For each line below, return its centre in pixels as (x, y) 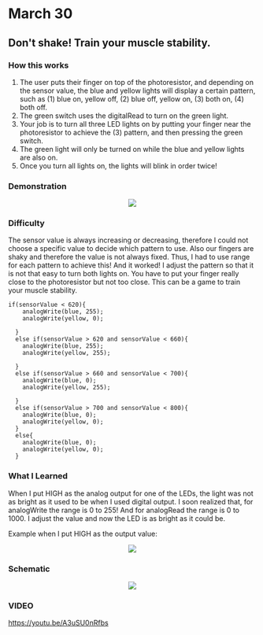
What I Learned (38, 476)
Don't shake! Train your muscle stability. (109, 43)
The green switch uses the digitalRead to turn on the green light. (124, 116)
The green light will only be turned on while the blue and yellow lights (132, 149)
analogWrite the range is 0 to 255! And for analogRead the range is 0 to (124, 510)
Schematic (29, 569)
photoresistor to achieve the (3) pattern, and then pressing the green (131, 132)
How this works (39, 65)
